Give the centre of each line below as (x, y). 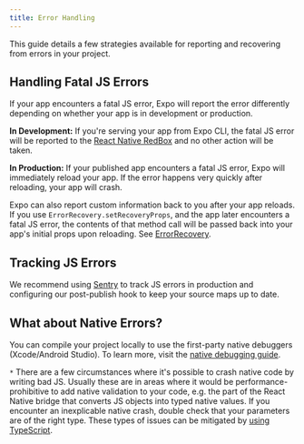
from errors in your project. (60, 53)
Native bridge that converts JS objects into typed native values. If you (140, 401)
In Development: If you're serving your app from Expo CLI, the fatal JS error (152, 131)
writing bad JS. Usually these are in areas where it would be (122, 382)
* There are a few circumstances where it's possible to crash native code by (152, 372)
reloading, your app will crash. (66, 187)
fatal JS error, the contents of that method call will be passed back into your (151, 225)
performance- (262, 382)
